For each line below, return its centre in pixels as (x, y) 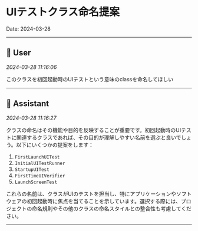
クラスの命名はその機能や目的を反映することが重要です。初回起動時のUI (94, 130)
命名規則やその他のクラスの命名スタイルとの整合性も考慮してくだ (111, 208)
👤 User (19, 53)
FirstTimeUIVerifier (40, 176)
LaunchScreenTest (36, 182)
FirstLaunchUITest (37, 157)
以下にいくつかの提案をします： (55, 144)
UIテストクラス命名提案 (63, 12)
